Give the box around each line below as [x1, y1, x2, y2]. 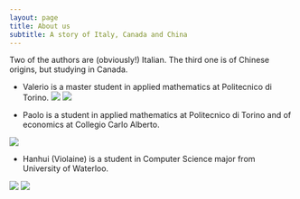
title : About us [9, 22, 70, 31]
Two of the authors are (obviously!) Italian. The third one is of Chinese [9, 55, 269, 66]
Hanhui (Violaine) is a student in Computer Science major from [22, 154, 256, 165]
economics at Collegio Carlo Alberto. [22, 119, 160, 131]
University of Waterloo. [22, 163, 109, 174]
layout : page [9, 13, 59, 23]
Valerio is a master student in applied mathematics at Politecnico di [22, 82, 273, 93]
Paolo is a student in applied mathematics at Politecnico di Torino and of [22, 110, 292, 121]
